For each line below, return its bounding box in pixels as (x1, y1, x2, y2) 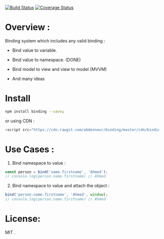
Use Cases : (5, 144, 55, 155)
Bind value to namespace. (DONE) (12, 57, 81, 63)
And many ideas (12, 76, 45, 82)
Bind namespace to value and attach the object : (12, 183, 110, 189)
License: (5, 213, 41, 224)
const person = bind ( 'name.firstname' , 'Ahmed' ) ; (5, 169, 108, 174)
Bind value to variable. (12, 47, 57, 53)
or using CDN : (5, 118, 35, 124)
